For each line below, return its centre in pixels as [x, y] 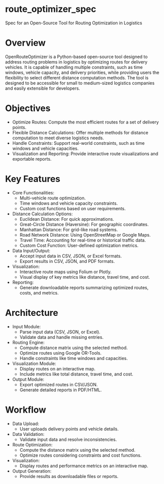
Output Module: [28, 379]
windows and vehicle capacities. [45, 148]
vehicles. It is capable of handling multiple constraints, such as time [74, 67]
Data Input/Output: [31, 250]
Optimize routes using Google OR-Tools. [61, 353]
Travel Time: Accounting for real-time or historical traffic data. [83, 240]
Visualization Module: [34, 363]
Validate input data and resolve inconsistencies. [68, 439]
